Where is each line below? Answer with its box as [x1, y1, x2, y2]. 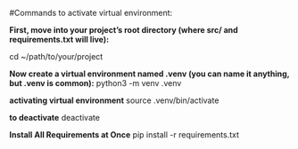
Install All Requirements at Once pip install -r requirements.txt [9, 129, 239, 140]
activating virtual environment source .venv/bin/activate [9, 95, 219, 106]
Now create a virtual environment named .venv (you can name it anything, [9, 68, 290, 79]
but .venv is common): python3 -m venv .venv [9, 78, 182, 88]
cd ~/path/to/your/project [9, 51, 103, 61]
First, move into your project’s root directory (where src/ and [9, 25, 238, 35]
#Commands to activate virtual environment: [9, 8, 173, 18]
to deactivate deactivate [9, 113, 101, 122]
